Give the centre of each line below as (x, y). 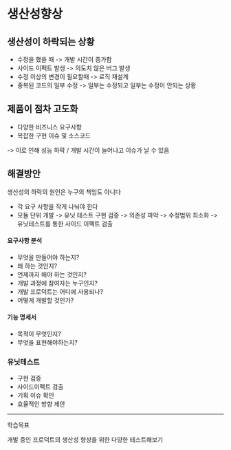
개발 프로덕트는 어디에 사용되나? (60, 291)
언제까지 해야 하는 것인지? (52, 274)
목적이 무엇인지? (39, 334)
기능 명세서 (22, 317)
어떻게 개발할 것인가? (45, 300)
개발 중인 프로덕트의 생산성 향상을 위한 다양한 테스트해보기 (85, 440)
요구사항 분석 (25, 241)
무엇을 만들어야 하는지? (48, 257)
